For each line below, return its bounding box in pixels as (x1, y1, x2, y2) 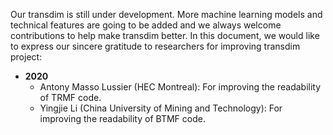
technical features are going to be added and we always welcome (10, 19, 282, 31)
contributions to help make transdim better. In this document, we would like (10, 30, 320, 41)
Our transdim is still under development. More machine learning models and (10, 9, 323, 20)
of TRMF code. (39, 92, 102, 103)
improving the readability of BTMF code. (39, 113, 206, 124)
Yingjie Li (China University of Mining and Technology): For (39, 102, 283, 114)
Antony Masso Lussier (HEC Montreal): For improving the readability (39, 81, 322, 93)
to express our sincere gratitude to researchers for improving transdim (10, 40, 301, 52)
